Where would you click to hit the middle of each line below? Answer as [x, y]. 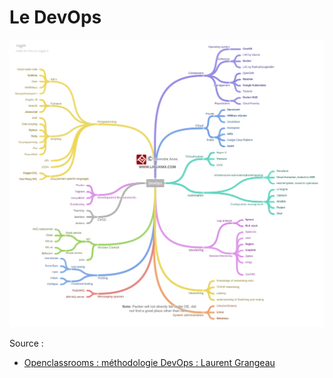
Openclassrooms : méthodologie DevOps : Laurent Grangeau [149, 363]
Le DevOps [55, 17]
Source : [26, 343]
